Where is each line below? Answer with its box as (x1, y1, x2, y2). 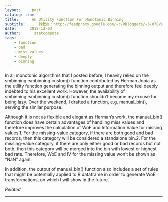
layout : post (5, 7, 41, 13)
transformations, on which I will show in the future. (5, 177, 109, 183)
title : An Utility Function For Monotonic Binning (5, 17, 124, 22)
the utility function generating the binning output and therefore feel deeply (5, 83, 158, 89)
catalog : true (5, 12, 35, 17)
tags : (5, 36, 16, 41)
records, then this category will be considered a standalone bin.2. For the (5, 135, 156, 141)
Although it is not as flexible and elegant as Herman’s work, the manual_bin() (5, 114, 163, 120)
